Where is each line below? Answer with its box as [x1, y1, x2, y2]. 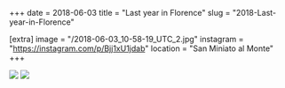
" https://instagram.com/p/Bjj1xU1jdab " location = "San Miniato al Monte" [9, 43, 273, 54]
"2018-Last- [232, 8, 277, 18]
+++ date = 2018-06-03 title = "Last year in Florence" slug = [9, 8, 231, 18]
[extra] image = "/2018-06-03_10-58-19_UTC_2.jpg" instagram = [9, 34, 244, 44]
